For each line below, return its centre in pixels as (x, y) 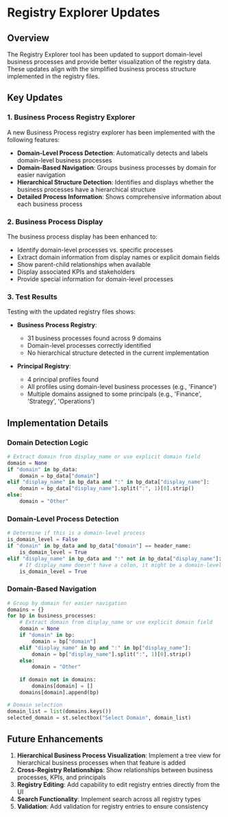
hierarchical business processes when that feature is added (101, 763)
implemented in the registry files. (54, 76)
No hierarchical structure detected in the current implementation (118, 353)
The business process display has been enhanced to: (82, 236)
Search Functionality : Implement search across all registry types (109, 799)
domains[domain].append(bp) (59, 692)
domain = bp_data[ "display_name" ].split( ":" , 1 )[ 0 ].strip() (107, 488)
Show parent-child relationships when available (84, 264)
